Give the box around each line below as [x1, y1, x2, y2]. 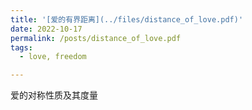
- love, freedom [19, 52, 87, 62]
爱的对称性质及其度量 [10, 89, 98, 101]
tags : [10, 42, 33, 53]
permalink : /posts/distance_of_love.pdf [10, 33, 182, 43]
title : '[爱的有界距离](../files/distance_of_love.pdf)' [10, 14, 244, 25]
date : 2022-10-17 [10, 24, 83, 34]
